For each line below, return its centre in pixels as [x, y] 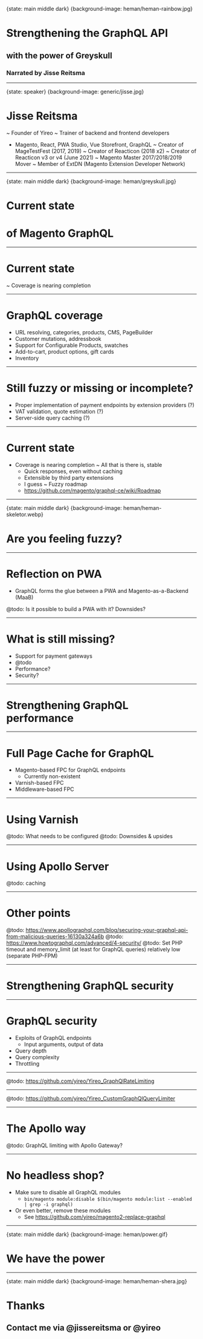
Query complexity [37, 1057]
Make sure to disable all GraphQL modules [68, 1192]
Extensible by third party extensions [69, 477]
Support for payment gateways [53, 656]
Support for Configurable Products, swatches [72, 345]
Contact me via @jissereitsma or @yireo [84, 1328]
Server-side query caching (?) [52, 418]
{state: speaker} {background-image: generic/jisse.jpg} [75, 91]
